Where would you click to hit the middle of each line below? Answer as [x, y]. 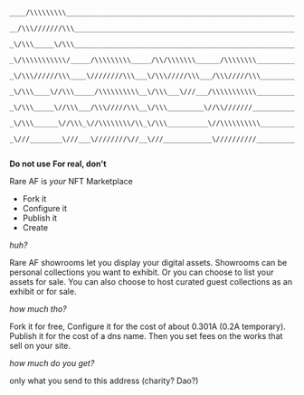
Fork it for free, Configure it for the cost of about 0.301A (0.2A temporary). [148, 326]
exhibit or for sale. [43, 292]
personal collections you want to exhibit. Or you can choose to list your [142, 272]
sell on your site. [40, 346]
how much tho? [38, 309]
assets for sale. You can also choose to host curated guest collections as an [151, 282]
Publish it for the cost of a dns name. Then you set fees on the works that [146, 336]
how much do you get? [52, 363]
